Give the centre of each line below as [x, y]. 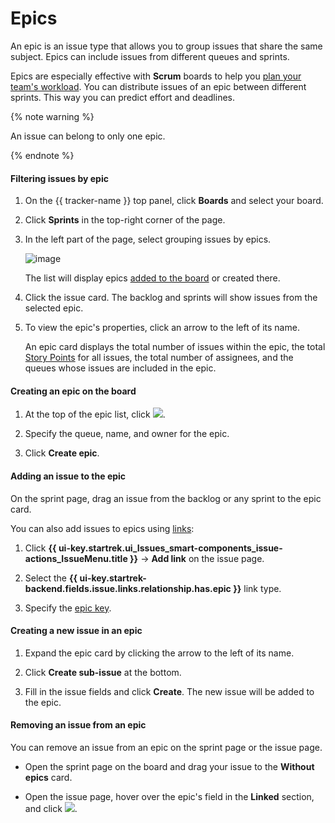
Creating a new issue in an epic [76, 631]
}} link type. [257, 588]
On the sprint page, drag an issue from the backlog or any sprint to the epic [166, 498]
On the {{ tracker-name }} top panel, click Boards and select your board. [174, 201]
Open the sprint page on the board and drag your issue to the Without [169, 766]
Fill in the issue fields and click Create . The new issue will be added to [169, 691]
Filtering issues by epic [59, 178]
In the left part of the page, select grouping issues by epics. [148, 239]
